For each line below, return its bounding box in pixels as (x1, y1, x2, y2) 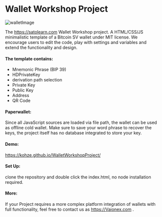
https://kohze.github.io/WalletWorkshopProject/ (5, 152, 101, 158)
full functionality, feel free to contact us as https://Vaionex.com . (5, 206, 134, 212)
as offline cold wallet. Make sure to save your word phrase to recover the (5, 125, 152, 131)
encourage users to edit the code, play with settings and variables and (5, 39, 147, 45)
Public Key (12, 87, 34, 93)
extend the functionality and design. (5, 44, 78, 50)
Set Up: (5, 163, 20, 169)
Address (12, 93, 29, 99)
